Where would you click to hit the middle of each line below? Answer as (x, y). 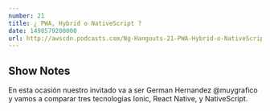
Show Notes (39, 70)
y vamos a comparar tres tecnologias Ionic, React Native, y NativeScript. (128, 99)
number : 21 (27, 16)
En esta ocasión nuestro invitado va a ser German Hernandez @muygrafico (133, 90)
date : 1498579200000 (43, 31)
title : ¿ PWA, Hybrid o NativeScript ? (75, 23)
